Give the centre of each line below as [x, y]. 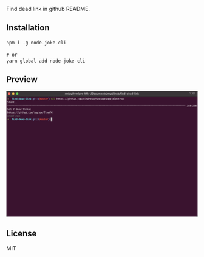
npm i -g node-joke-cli [36, 43]
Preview [22, 79]
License [22, 234]
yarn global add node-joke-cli [46, 61]
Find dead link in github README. [48, 9]
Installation [28, 28]
